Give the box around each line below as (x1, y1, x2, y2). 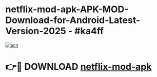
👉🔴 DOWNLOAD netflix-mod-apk (5, 61, 152, 72)
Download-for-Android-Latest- (5, 14, 141, 26)
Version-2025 (5, 25, 67, 37)
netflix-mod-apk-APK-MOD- (5, 4, 129, 15)
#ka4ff (74, 25, 104, 37)
